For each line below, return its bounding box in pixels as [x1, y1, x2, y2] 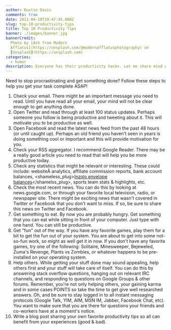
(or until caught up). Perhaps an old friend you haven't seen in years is [13, 131, 161, 137]
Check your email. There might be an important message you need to [13, 93, 159, 99]
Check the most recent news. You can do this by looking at [13, 184, 136, 190]
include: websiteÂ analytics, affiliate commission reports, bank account [13, 168, 162, 175]
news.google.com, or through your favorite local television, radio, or [13, 190, 155, 196]
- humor [10, 59, 27, 64]
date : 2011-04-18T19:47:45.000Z [6, 17, 74, 22]
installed [13, 254, 31, 261]
